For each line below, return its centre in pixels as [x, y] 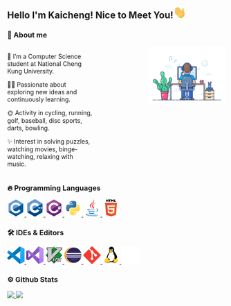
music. [17, 164]
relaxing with [55, 156]
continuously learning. [39, 99]
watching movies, [32, 149]
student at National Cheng [44, 63]
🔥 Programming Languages [54, 188]
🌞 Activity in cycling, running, [50, 112]
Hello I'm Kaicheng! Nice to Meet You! [91, 16]
